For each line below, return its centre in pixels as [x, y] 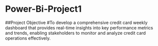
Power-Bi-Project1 [43, 9]
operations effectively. [28, 38]
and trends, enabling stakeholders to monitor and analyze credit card [76, 33]
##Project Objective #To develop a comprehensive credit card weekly [76, 23]
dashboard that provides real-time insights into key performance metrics [79, 27]
